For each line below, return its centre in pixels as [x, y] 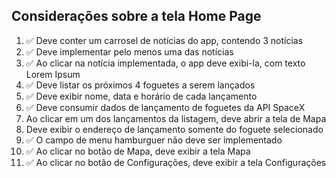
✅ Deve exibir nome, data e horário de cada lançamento [141, 96]
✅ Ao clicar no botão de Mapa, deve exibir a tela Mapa [138, 151]
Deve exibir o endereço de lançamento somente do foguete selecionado [174, 129]
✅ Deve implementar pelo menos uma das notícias [129, 51]
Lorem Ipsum [53, 74]
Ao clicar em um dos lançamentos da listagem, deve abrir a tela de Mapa [176, 118]
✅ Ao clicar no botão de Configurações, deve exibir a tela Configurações [176, 162]
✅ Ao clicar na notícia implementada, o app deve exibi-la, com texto [165, 63]
